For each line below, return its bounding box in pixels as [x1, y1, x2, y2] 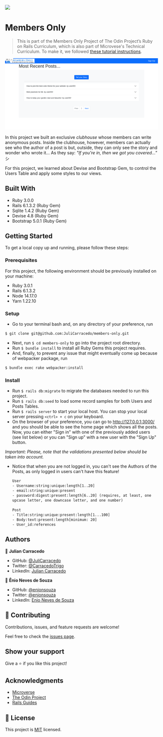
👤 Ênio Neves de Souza [5, 577, 52, 583]
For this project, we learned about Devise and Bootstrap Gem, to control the [5, 165, 156, 171]
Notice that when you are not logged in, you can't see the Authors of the [12, 463, 157, 469]
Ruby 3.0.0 [12, 197, 34, 203]
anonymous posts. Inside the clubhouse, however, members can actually [5, 139, 151, 145]
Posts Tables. [12, 403, 39, 409]
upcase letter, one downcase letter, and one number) [12, 498, 123, 503]
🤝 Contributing [5, 611, 50, 620]
